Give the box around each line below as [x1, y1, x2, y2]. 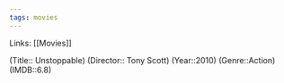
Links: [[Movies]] [9, 37, 72, 48]
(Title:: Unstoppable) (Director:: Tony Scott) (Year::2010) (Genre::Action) [9, 54, 276, 65]
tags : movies [9, 12, 58, 22]
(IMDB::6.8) [9, 64, 52, 75]
